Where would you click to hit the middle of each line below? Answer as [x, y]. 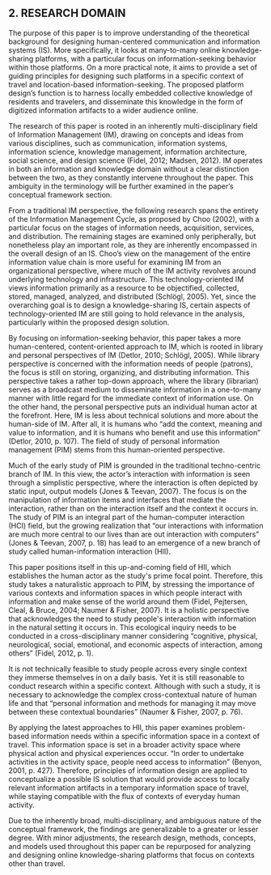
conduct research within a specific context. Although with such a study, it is [135, 686]
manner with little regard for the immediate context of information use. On [131, 398]
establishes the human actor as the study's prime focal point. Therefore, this [135, 576]
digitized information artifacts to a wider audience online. [103, 110]
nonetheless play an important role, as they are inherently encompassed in [133, 244]
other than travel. [37, 863]
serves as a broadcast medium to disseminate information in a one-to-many [135, 389]
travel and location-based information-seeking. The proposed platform [126, 84]
